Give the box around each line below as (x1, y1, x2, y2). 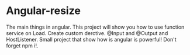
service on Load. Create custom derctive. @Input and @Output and (6, 29, 168, 36)
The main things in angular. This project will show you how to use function (6, 23, 185, 30)
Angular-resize (6, 4, 81, 18)
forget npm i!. (6, 42, 39, 49)
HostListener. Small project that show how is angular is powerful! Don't (6, 36, 177, 43)
